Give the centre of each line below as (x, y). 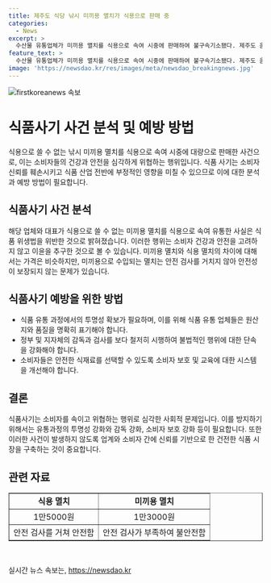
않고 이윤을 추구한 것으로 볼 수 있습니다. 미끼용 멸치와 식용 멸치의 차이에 (129, 251)
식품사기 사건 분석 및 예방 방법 (102, 128)
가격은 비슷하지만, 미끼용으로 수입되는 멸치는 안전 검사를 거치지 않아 (129, 261)
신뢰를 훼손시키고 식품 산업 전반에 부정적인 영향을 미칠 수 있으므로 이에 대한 (127, 172)
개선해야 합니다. (54, 370)
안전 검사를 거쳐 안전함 (54, 532)
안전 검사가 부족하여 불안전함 (154, 532)
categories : (28, 23)
